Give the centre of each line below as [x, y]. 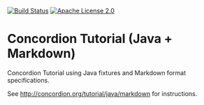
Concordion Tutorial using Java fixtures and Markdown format [97, 72]
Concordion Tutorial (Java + [90, 39]
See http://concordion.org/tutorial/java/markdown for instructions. [102, 93]
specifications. [29, 80]
